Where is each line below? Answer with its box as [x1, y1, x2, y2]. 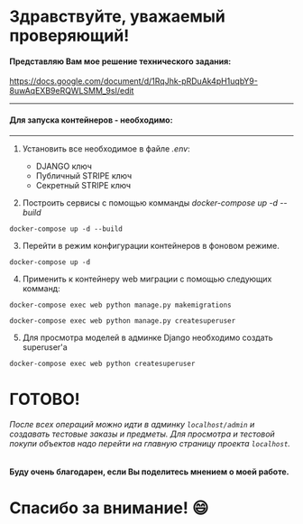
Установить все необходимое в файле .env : [22, 142, 191, 154]
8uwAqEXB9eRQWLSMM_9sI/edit [9, 86, 134, 97]
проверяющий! [9, 25, 130, 46]
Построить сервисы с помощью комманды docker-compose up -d [22, 197, 278, 208]
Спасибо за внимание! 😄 [9, 498, 209, 519]
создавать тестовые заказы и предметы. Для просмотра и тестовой [9, 428, 275, 439]
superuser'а [22, 341, 68, 353]
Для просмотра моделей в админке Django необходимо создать [22, 332, 273, 343]
